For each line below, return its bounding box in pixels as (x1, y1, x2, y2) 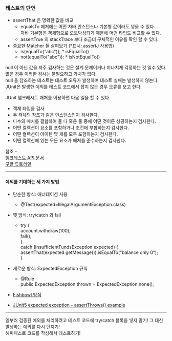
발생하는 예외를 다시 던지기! (5, 324, 60, 330)
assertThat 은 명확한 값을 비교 (12, 17, 74, 24)
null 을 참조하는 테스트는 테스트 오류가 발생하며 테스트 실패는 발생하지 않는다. (5, 77, 159, 83)
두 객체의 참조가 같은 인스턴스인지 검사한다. (12, 112, 99, 118)
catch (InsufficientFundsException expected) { (20, 244, 119, 250)
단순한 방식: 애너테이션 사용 (12, 191, 68, 197)
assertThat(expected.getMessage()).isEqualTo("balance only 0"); (20, 249, 159, 255)
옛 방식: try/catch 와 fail (12, 211, 61, 218)
